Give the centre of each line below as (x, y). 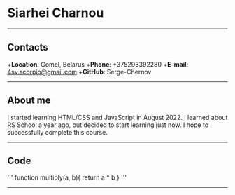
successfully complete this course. (58, 132)
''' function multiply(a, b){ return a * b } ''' (67, 177)
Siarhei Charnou (56, 13)
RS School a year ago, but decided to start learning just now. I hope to (108, 125)
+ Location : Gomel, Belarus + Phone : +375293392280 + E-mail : (98, 64)
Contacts (28, 47)
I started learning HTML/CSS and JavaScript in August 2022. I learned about (117, 117)
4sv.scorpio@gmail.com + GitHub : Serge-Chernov (79, 72)
